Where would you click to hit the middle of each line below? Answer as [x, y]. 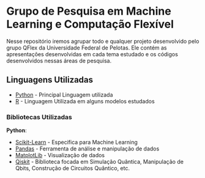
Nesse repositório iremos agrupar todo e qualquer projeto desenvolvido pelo [103, 41]
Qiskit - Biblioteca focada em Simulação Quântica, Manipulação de [99, 162]
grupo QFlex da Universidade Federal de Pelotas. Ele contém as [87, 48]
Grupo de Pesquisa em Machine [89, 11]
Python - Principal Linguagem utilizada [64, 95]
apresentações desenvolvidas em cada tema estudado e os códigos [92, 54]
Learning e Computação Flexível [90, 24]
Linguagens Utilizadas [50, 80]
